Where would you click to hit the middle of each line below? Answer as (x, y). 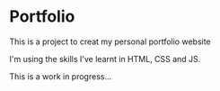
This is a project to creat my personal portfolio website (110, 41)
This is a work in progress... (61, 76)
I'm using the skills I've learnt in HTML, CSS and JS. (105, 59)
